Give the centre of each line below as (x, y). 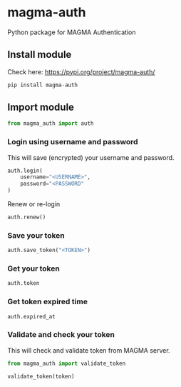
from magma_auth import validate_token (67, 363)
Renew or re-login (34, 204)
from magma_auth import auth (51, 124)
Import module (41, 107)
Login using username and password (73, 142)
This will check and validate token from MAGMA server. (89, 350)
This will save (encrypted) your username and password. (91, 157)
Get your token (34, 268)
